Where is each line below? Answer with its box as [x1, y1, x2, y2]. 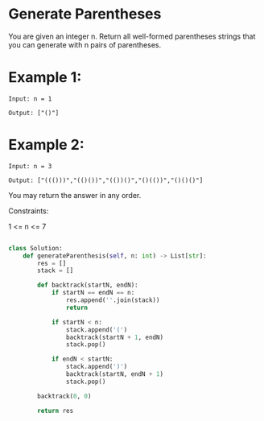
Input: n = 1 [8, 94, 52, 103]
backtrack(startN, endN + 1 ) [65, 370, 163, 378]
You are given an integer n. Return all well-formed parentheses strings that [8, 31, 256, 41]
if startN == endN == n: [51, 289, 135, 297]
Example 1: [8, 68, 82, 87]
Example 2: [8, 136, 85, 154]
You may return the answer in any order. [8, 190, 142, 200]
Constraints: [8, 206, 49, 216]
